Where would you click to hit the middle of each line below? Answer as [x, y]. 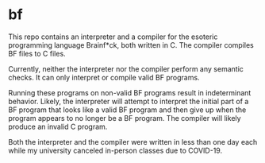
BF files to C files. [37, 53]
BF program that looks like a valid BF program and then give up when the [127, 110]
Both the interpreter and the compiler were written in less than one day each [133, 142]
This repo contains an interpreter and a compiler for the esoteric [113, 37]
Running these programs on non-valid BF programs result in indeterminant [130, 92]
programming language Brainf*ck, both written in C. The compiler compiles [131, 45]
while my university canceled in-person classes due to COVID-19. [115, 150]
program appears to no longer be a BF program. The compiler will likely [125, 118]
